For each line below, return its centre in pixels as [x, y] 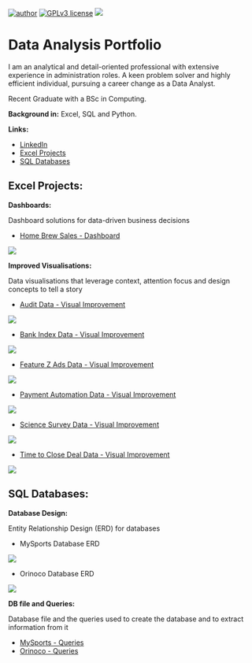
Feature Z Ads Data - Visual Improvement [87, 364]
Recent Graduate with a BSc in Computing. [78, 98]
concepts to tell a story [45, 289]
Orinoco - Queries [49, 650]
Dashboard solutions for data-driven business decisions [99, 220]
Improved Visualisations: [50, 265]
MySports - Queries [52, 643]
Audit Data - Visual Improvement [72, 304]
